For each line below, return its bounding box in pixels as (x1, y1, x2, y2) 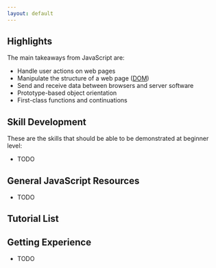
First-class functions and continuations (16, 96, 128, 104)
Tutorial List (7, 213, 60, 225)
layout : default (7, 10, 53, 17)
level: (7, 142, 23, 150)
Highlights (7, 36, 53, 47)
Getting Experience (7, 236, 91, 248)
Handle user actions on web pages (16, 67, 116, 76)
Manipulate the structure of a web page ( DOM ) (16, 74, 149, 82)
